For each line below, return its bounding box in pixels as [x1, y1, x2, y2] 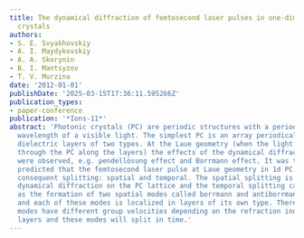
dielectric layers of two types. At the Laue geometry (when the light [17, 139, 294, 148]
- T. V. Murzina [9, 72, 71, 81]
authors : [9, 30, 43, 39]
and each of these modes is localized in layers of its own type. [17, 198, 273, 208]
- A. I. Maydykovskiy [9, 47, 91, 56]
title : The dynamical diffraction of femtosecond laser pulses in [9, 13, 265, 23]
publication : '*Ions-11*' [9, 114, 107, 123]
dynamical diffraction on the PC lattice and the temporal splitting [17, 182, 285, 191]
